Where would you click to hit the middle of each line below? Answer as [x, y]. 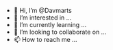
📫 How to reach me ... [45, 40]
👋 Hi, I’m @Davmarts [42, 10]
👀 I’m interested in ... [42, 18]
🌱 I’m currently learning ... [50, 25]
